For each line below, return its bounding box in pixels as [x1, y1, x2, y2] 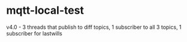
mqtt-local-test [6, 4, 85, 17]
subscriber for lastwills [6, 29, 63, 37]
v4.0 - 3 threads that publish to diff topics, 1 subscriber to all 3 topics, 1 [6, 23, 182, 31]
